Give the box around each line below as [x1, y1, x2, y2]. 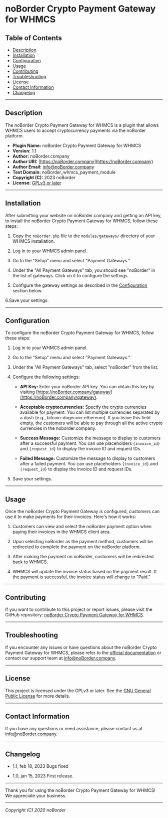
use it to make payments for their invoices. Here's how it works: [5, 514, 136, 520]
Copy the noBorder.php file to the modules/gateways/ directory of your [12, 233, 155, 239]
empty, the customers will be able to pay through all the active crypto [19, 420, 163, 426]
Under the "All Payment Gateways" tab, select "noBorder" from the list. [12, 364, 158, 370]
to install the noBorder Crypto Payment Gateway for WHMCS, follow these [5, 218, 158, 224]
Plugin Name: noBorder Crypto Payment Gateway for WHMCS [12, 142, 141, 148]
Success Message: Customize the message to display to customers [19, 435, 161, 441]
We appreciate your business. [5, 793, 66, 799]
